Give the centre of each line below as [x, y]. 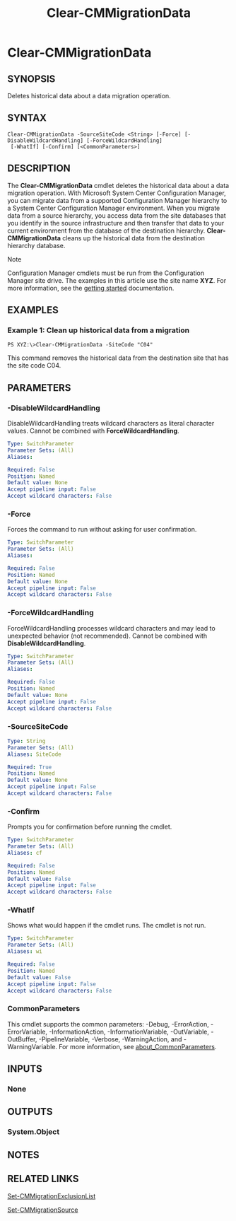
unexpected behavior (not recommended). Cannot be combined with [107, 636]
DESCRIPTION [39, 169]
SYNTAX [27, 118]
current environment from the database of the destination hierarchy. [106, 230]
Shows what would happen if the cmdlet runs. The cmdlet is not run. [107, 925]
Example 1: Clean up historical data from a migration [98, 330]
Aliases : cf [25, 853]
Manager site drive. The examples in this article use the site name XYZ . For [117, 280]
